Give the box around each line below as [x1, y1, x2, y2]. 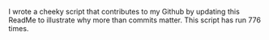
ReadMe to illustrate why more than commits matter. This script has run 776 [8, 15, 262, 25]
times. [8, 24, 29, 33]
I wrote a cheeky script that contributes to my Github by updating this [8, 7, 241, 16]
